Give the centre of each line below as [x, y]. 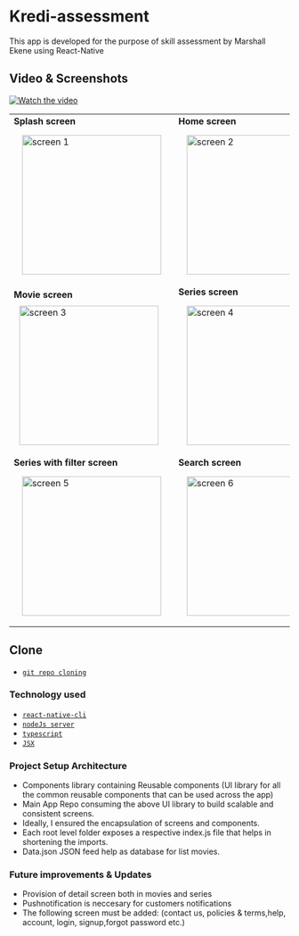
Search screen [210, 462]
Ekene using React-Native [57, 50]
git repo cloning [54, 672]
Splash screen [44, 120]
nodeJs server [48, 725]
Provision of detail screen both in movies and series [117, 894]
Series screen [208, 292]
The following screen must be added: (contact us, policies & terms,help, [154, 913]
